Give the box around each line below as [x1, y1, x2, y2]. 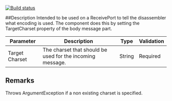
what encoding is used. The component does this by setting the [5, 20, 140, 26]
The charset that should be [42, 46, 107, 53]
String [119, 53, 134, 60]
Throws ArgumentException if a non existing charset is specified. [5, 90, 143, 96]
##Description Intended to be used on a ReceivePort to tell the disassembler [5, 15, 166, 20]
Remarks [5, 77, 35, 85]
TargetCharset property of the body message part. [5, 26, 113, 32]
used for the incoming [42, 53, 96, 60]
